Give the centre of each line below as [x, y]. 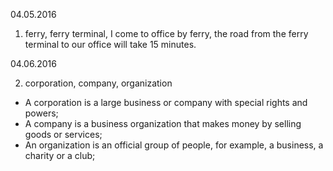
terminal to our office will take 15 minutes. [110, 44]
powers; [41, 113]
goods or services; [63, 134]
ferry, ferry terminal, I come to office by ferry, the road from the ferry [166, 33]
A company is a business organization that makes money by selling [163, 123]
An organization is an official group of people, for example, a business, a [174, 145]
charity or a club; [60, 155]
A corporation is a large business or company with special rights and [166, 102]
